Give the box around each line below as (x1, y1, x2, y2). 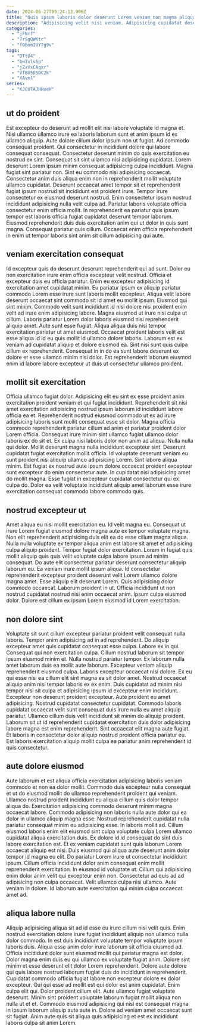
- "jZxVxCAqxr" (11, 64, 49, 70)
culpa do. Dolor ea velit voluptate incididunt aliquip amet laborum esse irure (6, 481, 192, 489)
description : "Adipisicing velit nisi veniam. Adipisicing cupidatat (6, 20, 183, 26)
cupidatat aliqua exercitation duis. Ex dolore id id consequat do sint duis (6, 834, 183, 841)
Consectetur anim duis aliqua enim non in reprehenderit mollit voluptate (6, 175, 182, 182)
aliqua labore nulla (6, 908, 76, 918)
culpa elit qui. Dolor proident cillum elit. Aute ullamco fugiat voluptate (6, 987, 176, 994)
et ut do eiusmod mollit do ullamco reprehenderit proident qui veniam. (6, 789, 177, 797)
